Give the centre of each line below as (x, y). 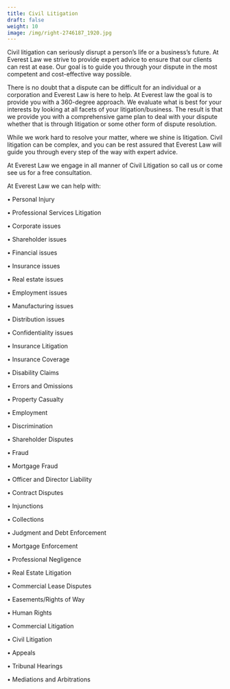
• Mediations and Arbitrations (49, 679)
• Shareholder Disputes (40, 439)
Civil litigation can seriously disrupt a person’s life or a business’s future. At (113, 52)
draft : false (26, 20)
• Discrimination (30, 426)
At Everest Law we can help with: (54, 186)
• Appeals (21, 653)
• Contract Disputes (35, 493)
